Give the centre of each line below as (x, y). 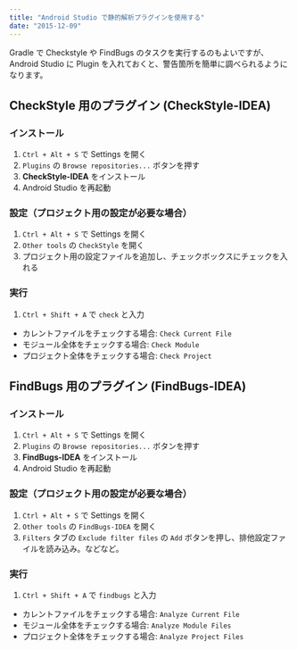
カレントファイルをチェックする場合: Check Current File (127, 333)
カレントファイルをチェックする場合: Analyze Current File (131, 614)
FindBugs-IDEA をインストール (80, 457)
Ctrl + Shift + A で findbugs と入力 (89, 596)
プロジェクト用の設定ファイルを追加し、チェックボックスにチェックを (151, 256)
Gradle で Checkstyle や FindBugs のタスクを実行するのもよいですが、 (139, 52)
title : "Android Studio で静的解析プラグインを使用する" (107, 17)
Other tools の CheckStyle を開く (83, 246)
